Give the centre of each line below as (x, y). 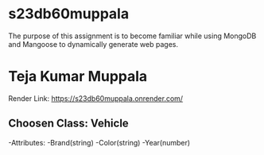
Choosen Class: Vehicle (68, 124)
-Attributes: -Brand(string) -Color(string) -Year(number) (99, 142)
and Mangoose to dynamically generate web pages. (93, 44)
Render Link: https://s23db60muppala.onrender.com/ (96, 98)
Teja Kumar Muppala (78, 77)
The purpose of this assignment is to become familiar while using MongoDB (132, 36)
